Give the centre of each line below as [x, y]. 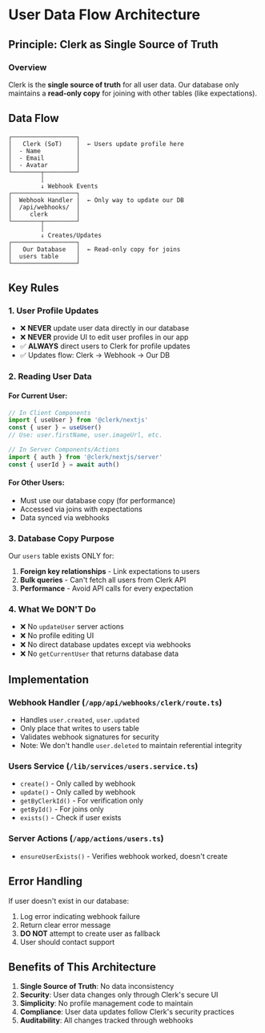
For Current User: [38, 396]
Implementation [49, 679]
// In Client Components [50, 413]
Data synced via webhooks [64, 517]
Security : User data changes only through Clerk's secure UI [119, 995]
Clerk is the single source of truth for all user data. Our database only [124, 84]
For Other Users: [37, 482]
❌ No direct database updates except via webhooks [105, 645]
